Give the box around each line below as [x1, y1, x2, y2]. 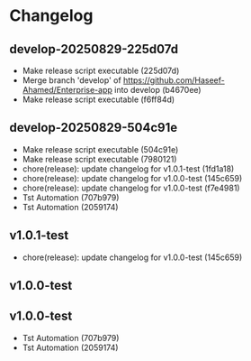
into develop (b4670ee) [113, 85, 202, 95]
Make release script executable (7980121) [22, 153, 177, 164]
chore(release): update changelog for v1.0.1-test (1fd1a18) [22, 163, 235, 174]
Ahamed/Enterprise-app [22, 85, 112, 95]
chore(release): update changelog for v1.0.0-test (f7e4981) [22, 182, 240, 193]
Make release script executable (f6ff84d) [22, 94, 175, 105]
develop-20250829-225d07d [9, 42, 178, 57]
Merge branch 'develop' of [22, 75, 121, 86]
